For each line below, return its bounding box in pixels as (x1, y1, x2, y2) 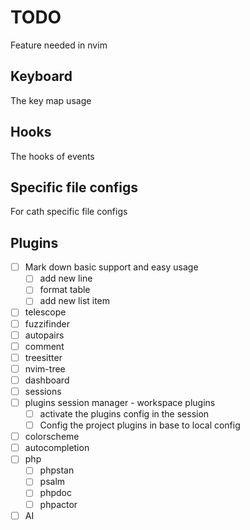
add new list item (39, 295, 111, 307)
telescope (24, 306, 67, 318)
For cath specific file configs (10, 206, 128, 218)
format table (39, 284, 91, 296)
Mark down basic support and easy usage (24, 261, 199, 273)
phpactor (39, 498, 78, 510)
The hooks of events (10, 150, 95, 162)
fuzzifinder (24, 317, 70, 330)
